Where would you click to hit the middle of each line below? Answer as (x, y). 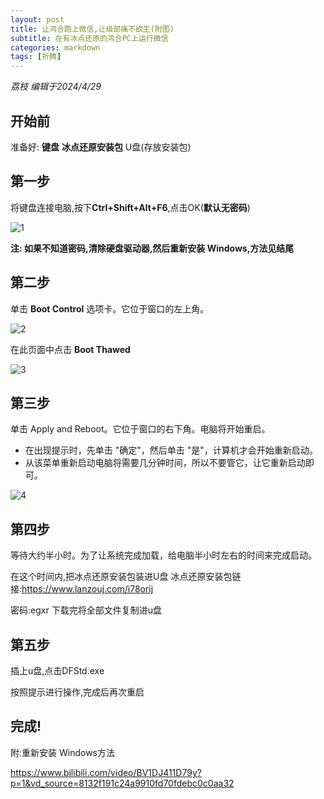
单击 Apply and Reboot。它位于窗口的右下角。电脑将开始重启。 (140, 429)
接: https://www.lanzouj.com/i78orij (82, 589)
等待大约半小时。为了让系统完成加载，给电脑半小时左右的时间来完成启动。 (163, 555)
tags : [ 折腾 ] (36, 57)
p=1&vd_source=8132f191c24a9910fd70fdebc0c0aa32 (122, 783)
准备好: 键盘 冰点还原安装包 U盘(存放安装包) (101, 147)
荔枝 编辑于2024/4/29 (56, 87)
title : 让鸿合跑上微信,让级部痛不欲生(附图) (92, 29)
